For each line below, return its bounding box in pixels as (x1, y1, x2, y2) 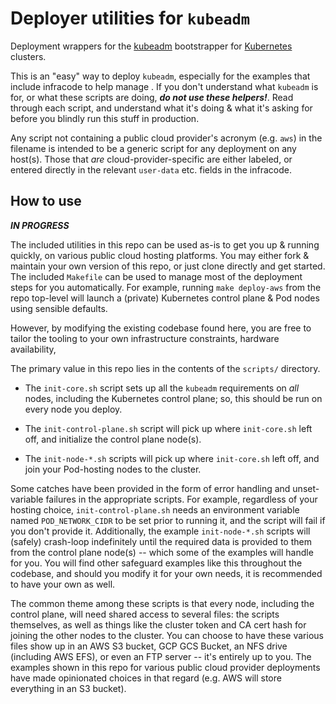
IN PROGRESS (10, 219, 70, 231)
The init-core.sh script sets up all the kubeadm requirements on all (24, 382, 300, 394)
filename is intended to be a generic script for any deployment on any (10, 142, 297, 154)
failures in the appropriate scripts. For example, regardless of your (45, 493, 318, 505)
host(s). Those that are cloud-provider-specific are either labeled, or (10, 153, 293, 165)
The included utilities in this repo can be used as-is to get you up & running (10, 238, 320, 251)
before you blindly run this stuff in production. (10, 112, 200, 124)
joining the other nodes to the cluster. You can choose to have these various (10, 629, 324, 641)
